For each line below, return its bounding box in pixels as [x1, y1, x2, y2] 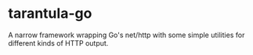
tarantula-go [8, 5, 92, 22]
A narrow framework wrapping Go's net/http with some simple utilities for [8, 30, 245, 40]
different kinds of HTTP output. [8, 38, 109, 47]
